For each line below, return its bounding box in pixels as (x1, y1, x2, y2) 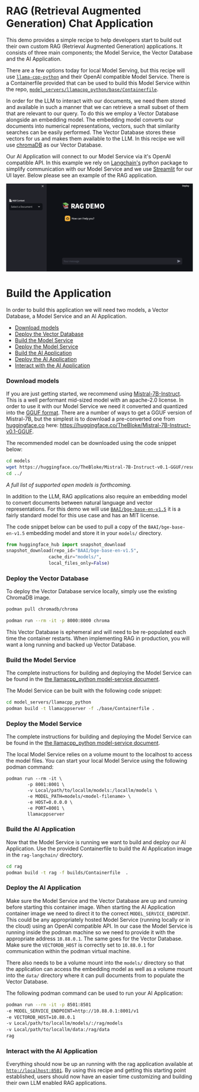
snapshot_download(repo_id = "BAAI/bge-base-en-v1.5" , (6, 547, 139, 554)
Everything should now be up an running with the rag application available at (6, 1061, 193, 1068)
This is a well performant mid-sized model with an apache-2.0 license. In (6, 396, 184, 403)
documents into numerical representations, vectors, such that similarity (6, 122, 180, 129)
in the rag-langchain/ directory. (6, 851, 84, 858)
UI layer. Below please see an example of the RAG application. (6, 171, 158, 179)
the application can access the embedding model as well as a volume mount (6, 965, 192, 972)
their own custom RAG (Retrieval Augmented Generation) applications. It (6, 43, 182, 50)
